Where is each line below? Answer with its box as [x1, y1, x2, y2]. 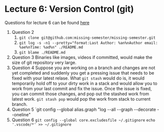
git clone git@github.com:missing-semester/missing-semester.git [19, 35, 156, 40]
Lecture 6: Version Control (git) [4, 3, 134, 15]
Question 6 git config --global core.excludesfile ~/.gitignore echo [11, 117, 156, 123]
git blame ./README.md [19, 50, 66, 55]
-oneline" [11, 111, 31, 117]
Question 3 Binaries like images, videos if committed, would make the [11, 54, 153, 60]
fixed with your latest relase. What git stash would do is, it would [11, 75, 145, 81]
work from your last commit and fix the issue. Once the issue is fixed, [11, 85, 152, 91]
